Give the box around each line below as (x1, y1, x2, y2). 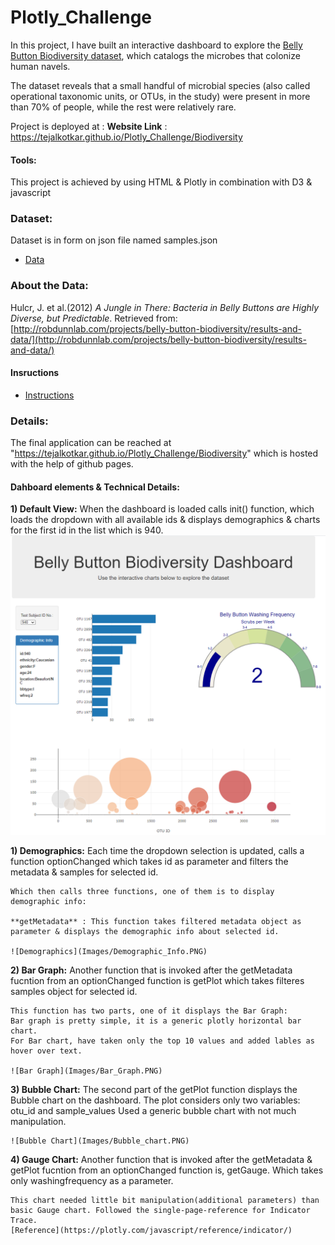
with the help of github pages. (10, 458, 134, 470)
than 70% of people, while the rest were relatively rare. (10, 101, 237, 113)
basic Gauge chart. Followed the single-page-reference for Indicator (10, 1205, 311, 1215)
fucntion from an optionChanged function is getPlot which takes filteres (10, 974, 305, 986)
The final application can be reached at (10, 437, 172, 449)
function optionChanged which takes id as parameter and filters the (10, 855, 289, 867)
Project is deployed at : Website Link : (10, 120, 168, 132)
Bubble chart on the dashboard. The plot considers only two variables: (10, 1094, 301, 1106)
